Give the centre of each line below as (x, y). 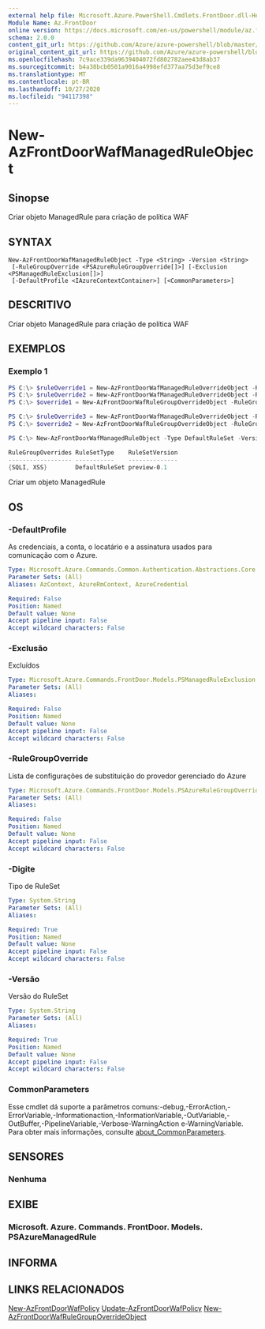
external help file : (42, 15)
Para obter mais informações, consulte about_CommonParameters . (117, 1131)
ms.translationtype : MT (47, 74)
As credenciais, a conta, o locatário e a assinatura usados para (110, 547)
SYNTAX (30, 242)
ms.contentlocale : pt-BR (49, 81)
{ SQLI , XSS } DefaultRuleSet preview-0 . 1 (88, 467)
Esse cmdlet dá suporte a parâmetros (69, 1106)
